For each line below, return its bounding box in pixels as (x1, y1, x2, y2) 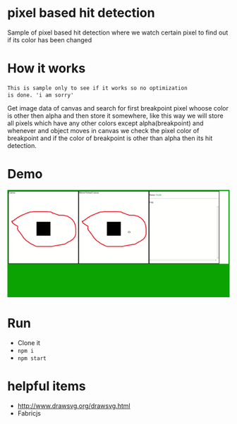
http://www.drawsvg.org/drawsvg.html (17, 401, 130, 410)
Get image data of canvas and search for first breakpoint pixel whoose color (7, 104, 229, 112)
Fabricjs (17, 409, 41, 418)
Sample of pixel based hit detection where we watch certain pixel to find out (7, 28, 229, 37)
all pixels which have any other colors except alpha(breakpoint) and (7, 118, 204, 127)
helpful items (7, 378, 86, 394)
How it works (7, 61, 86, 77)
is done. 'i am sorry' (7, 92, 74, 99)
